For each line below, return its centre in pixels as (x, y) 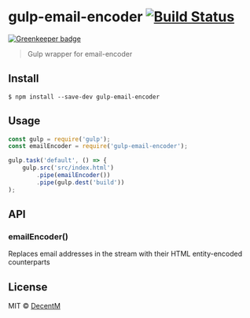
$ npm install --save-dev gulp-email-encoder (84, 97)
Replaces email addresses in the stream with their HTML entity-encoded (125, 254)
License (28, 287)
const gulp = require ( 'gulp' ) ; (59, 139)
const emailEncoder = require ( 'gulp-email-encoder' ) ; (98, 146)
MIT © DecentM (35, 306)
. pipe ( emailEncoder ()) (74, 176)
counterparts (29, 262)
